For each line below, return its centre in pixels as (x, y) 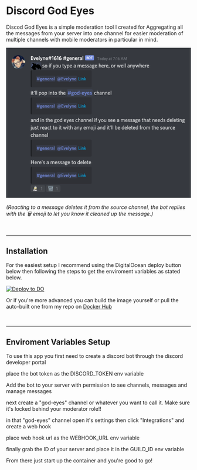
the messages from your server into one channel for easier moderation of (95, 33)
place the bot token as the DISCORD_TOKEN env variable (75, 374)
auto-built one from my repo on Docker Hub (59, 307)
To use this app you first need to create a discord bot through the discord (95, 356)
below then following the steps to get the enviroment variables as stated (93, 272)
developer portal (26, 363)
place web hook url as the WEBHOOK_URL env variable (73, 438)
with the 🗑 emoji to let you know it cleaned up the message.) (80, 214)
